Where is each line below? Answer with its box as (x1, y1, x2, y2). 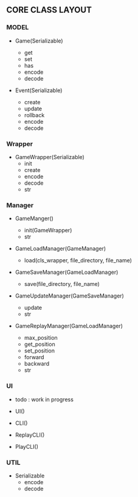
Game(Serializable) (15, 37, 63, 45)
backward (24, 360, 50, 368)
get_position (24, 341, 56, 348)
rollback (24, 111, 45, 118)
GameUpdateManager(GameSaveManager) (15, 292, 125, 299)
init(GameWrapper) (24, 227, 72, 234)
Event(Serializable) (15, 87, 63, 94)
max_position (24, 334, 58, 341)
